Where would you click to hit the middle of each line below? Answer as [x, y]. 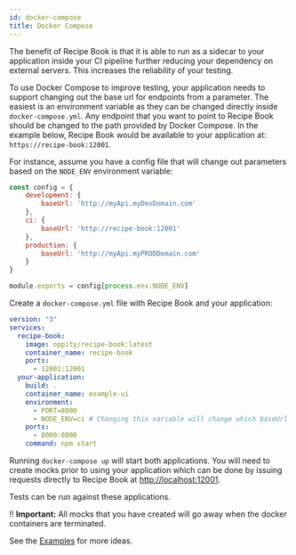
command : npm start [61, 444]
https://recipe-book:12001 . [60, 144]
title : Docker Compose [51, 26]
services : [28, 327]
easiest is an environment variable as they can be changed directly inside [144, 106]
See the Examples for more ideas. [71, 541]
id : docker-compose [45, 17]
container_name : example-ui [77, 394]
